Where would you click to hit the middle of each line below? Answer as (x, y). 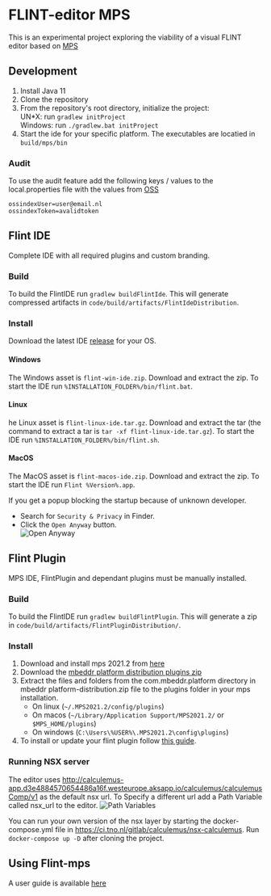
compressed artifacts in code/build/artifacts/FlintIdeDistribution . (124, 303)
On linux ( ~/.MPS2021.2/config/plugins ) (98, 707)
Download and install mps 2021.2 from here (92, 663)
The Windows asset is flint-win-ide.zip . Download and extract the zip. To (133, 377)
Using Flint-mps (50, 863)
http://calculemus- (93, 779)
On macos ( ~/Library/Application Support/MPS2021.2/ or (128, 715)
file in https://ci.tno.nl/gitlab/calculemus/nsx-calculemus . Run (157, 829)
